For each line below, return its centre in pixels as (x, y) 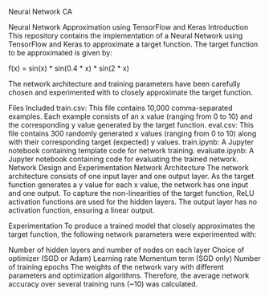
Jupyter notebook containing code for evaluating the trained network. (124, 159)
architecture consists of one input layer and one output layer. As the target (131, 176)
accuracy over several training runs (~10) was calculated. (103, 284)
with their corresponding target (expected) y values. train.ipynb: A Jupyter (131, 142)
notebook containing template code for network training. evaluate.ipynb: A (131, 151)
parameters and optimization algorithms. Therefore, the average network (129, 275)
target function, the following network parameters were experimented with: (132, 234)
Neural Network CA (41, 12)
